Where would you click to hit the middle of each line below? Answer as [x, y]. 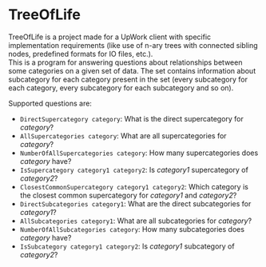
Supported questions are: [50, 103]
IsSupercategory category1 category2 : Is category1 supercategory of [134, 169]
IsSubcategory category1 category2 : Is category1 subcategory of [127, 246]
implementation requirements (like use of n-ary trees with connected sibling [133, 45]
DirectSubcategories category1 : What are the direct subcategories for [135, 203]
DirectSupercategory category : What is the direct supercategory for [131, 118]
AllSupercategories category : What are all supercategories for [123, 135]
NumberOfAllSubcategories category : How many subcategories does [132, 229]
